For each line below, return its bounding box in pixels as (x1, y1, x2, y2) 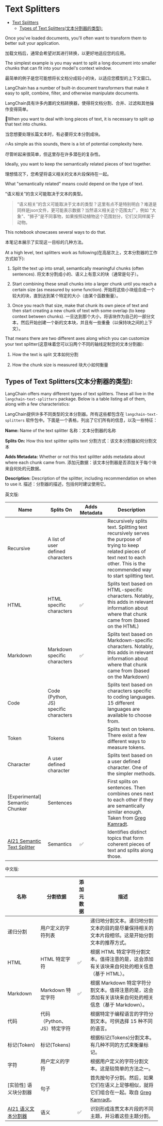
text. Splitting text (107, 523, 147, 530)
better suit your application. (5, 40, 60, 46)
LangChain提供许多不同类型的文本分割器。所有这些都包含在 (5, 411, 125, 417)
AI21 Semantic (7, 837, 41, 844)
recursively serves (107, 530, 149, 536)
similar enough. (107, 808, 143, 815)
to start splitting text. (107, 572, 154, 579)
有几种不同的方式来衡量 (90, 1041, 144, 1048)
